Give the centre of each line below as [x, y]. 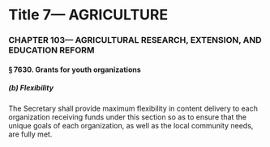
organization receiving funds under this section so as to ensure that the [128, 117]
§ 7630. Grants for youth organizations [75, 69]
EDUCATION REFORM [51, 50]
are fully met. [30, 134]
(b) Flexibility [31, 88]
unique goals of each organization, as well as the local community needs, [131, 125]
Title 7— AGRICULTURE [88, 15]
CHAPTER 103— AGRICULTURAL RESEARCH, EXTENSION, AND [135, 40]
